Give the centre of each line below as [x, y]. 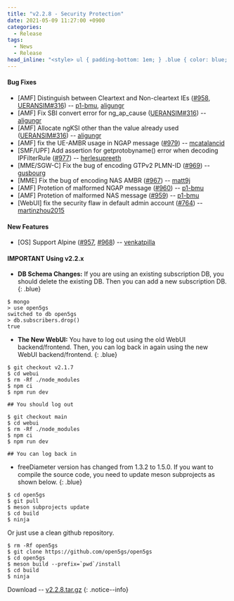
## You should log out [40, 405]
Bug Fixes [22, 83]
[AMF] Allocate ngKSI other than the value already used [98, 128]
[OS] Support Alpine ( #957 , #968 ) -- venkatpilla [86, 242]
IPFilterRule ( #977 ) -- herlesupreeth [69, 158]
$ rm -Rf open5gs [33, 546]
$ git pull [23, 502]
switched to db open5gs [42, 315]
